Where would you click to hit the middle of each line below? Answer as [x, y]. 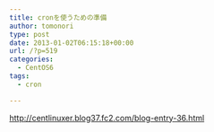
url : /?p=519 [34, 51]
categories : [31, 59]
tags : [19, 76]
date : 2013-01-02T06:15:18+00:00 [72, 43]
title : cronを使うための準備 [58, 18]
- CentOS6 [35, 68]
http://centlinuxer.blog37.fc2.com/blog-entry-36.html [107, 118]
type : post [30, 34]
